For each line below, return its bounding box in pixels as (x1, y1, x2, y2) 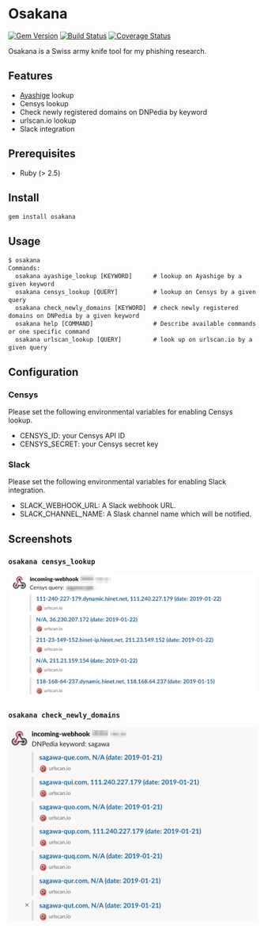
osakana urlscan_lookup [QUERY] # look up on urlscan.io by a (15, 336, 253, 344)
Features (8, 69, 53, 83)
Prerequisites (8, 147, 76, 161)
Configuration (8, 365, 79, 379)
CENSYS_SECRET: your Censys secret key (19, 439, 159, 449)
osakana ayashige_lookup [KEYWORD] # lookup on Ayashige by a (15, 273, 243, 281)
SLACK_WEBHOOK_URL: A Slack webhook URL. (19, 501, 176, 510)
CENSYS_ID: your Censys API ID (19, 430, 126, 440)
